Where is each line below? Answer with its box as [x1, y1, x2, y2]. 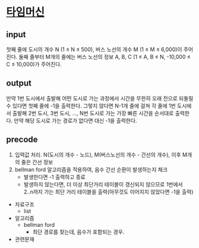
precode [6, 135, 38, 145]
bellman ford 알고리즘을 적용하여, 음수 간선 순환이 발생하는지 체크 [14, 166, 168, 173]
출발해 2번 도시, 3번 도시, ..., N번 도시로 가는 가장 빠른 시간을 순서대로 [12, 109, 174, 116]
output [6, 78, 31, 88]
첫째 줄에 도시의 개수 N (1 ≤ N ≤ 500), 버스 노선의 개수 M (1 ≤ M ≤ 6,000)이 [6, 46, 182, 53]
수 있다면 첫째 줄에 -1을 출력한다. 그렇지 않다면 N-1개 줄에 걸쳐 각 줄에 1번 [6, 102, 176, 109]
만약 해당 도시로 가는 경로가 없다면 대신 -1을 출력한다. [14, 117, 137, 124]
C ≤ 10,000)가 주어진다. [6, 61, 62, 68]
